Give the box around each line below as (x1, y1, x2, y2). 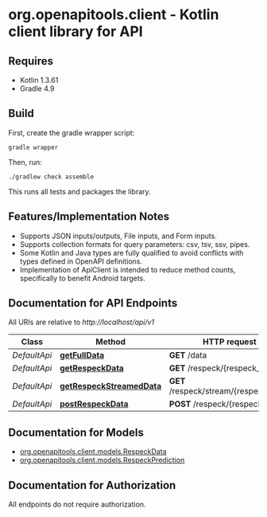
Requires (8, 54, 54, 68)
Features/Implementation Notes (8, 210, 170, 224)
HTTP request (202, 336, 257, 347)
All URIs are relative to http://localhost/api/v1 (8, 317, 155, 327)
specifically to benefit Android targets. (19, 273, 145, 283)
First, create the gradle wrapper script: (8, 127, 135, 137)
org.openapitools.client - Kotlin (8, 6, 219, 24)
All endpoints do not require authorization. (8, 499, 146, 509)
